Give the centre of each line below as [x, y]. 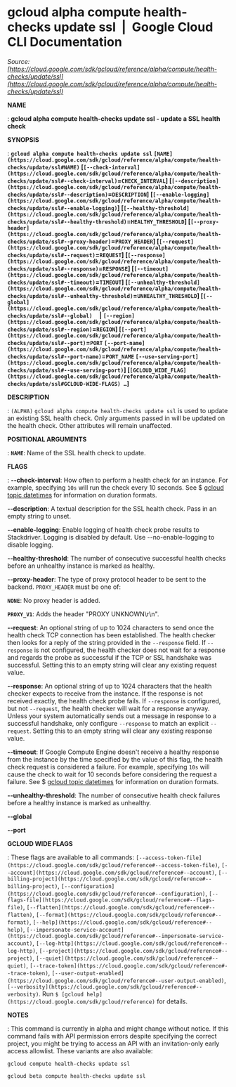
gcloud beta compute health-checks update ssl [77, 1076]
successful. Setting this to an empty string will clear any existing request [112, 665]
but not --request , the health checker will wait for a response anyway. [109, 708]
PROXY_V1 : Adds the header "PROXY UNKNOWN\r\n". [83, 614]
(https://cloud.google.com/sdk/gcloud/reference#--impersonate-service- [116, 936]
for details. [172, 1001]
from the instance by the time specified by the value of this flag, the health [115, 759]
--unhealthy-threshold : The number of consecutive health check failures [114, 795]
